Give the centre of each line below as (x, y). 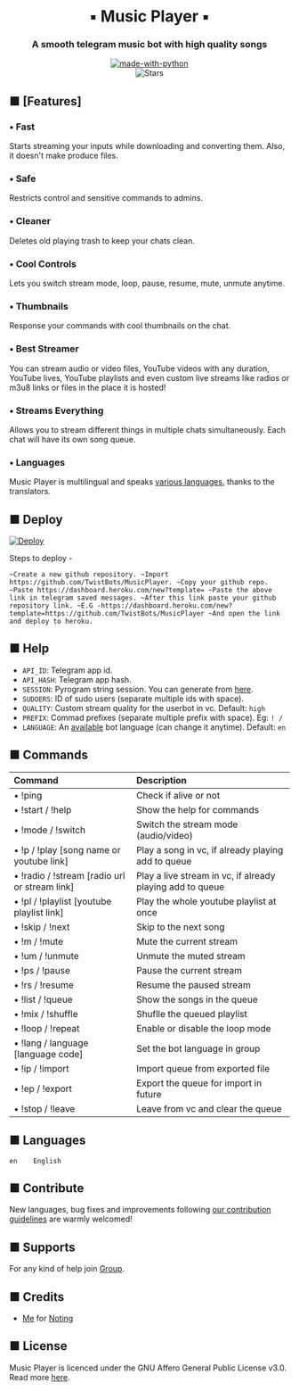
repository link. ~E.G (51, 606)
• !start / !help (43, 809)
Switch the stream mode (187, 824)
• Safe (23, 178)
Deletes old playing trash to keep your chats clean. (102, 240)
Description (162, 780)
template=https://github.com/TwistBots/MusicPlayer (107, 614)
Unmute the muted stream (191, 956)
